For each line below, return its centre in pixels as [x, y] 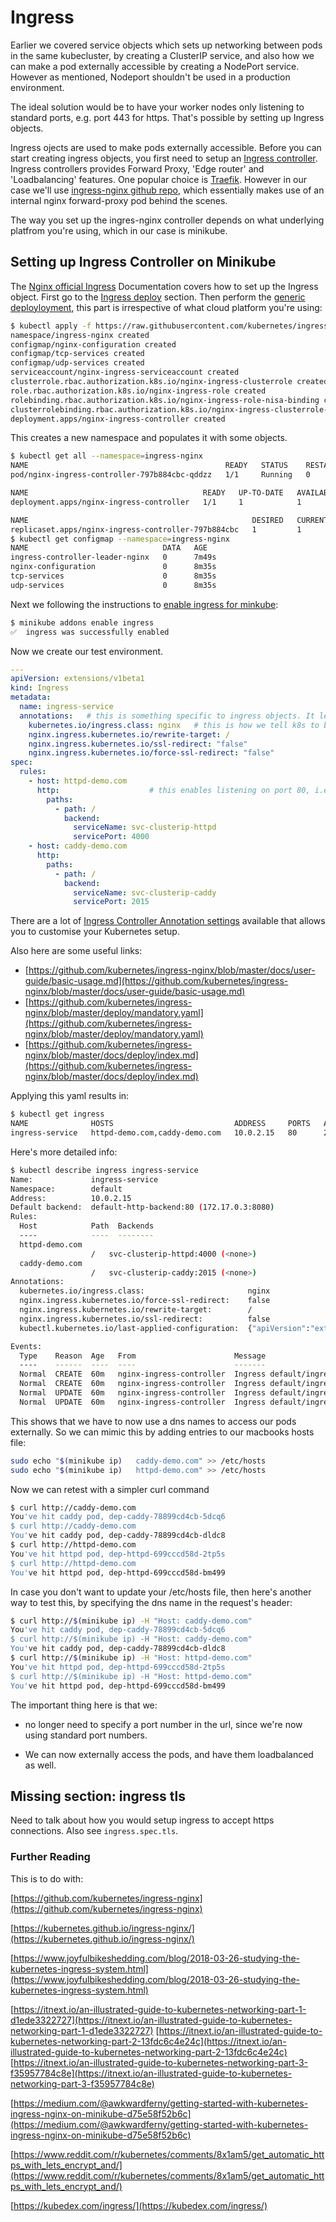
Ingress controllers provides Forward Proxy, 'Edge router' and [137, 168]
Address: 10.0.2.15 [71, 1198]
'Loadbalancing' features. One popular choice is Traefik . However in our [159, 179]
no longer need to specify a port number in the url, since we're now [163, 1724]
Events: [26, 1346]
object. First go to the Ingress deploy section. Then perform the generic [158, 297]
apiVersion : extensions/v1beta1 [77, 679]
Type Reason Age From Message [143, 1356]
